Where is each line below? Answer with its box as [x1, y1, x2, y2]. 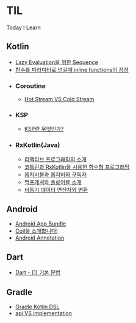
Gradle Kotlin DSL [15, 303, 60, 311]
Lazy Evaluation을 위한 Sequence [15, 59, 99, 66]
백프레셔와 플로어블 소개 [24, 178, 82, 186]
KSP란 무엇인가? [24, 126, 64, 133]
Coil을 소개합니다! [15, 227, 58, 235]
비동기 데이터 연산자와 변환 [24, 186, 88, 193]
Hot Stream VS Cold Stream [24, 96, 95, 103]
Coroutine [15, 82, 46, 90]
